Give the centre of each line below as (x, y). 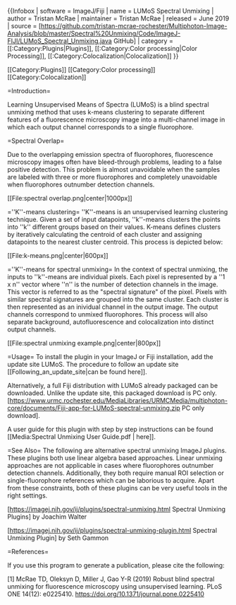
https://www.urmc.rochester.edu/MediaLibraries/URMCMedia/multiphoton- (118, 400)
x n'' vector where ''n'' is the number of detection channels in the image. (113, 284)
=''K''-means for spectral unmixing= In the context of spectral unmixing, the (118, 269)
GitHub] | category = (144, 41)
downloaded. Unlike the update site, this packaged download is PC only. (112, 393)
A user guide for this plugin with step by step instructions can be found (110, 429)
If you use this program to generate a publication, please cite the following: (116, 565)
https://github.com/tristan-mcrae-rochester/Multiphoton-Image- (134, 26)
